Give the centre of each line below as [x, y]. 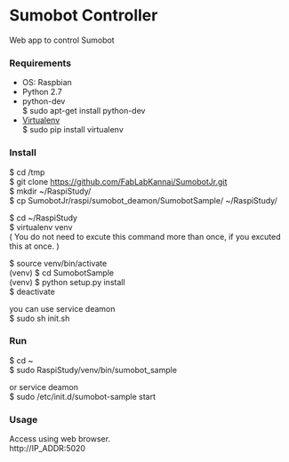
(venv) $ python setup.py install [68, 282]
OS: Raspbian [47, 83]
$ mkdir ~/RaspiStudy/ [50, 191]
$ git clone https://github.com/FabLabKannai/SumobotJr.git [118, 181]
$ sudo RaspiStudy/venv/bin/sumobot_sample [93, 370]
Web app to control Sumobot [62, 40]
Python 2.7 [42, 92]
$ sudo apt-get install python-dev [84, 111]
